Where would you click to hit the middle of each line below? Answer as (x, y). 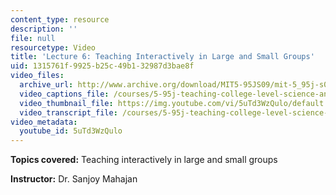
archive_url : (46, 85)
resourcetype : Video (53, 47)
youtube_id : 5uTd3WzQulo (71, 131)
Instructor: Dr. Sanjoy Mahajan (74, 179)
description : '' (44, 29)
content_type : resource (60, 19)
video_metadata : (44, 122)
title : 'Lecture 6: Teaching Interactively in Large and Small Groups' (162, 57)
